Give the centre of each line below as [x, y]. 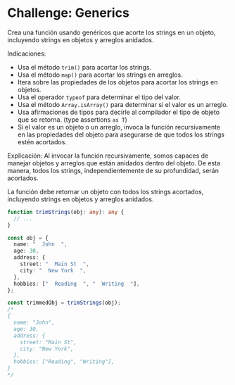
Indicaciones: [27, 53]
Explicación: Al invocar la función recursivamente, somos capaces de [108, 156]
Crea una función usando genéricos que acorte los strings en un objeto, [112, 32]
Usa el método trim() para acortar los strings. [84, 67]
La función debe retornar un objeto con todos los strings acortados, [106, 191]
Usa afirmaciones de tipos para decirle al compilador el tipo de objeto [119, 112]
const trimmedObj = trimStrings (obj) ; [64, 303]
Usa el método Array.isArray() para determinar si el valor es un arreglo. [123, 104]
